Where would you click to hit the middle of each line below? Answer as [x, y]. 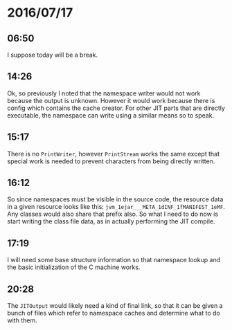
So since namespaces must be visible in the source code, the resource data [115, 199]
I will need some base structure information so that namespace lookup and [114, 260]
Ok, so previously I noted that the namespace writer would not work [104, 93]
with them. [22, 320]
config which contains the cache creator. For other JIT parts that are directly [116, 108]
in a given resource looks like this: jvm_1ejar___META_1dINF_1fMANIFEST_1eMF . [116, 207]
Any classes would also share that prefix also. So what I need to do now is [113, 214]
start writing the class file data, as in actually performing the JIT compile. [111, 221]
